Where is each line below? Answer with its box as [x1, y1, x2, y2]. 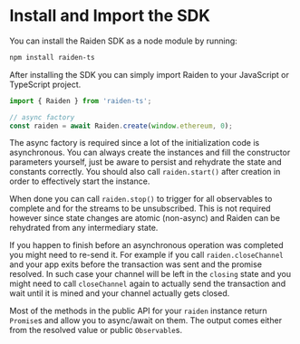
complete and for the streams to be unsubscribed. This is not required [9, 203, 271, 214]
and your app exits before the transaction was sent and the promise [9, 259, 263, 270]
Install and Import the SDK [9, 5, 211, 26]
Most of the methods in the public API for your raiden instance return [9, 305, 267, 317]
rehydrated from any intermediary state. [9, 223, 159, 234]
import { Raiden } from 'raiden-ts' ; [9, 96, 152, 105]
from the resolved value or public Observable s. [9, 325, 183, 336]
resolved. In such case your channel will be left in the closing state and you [9, 269, 292, 280]
